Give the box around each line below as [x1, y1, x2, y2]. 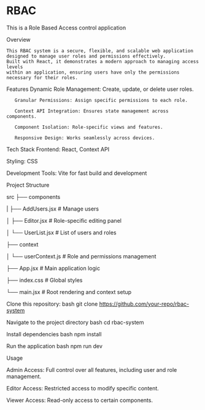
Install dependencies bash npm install [6, 330, 102, 338]
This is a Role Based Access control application [6, 24, 126, 31]
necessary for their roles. [6, 74, 79, 80]
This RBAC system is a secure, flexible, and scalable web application [6, 47, 193, 54]
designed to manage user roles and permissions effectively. [6, 53, 166, 59]
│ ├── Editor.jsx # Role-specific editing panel [6, 217, 122, 224]
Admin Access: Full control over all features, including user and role [6, 366, 177, 373]
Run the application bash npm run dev [6, 342, 103, 350]
